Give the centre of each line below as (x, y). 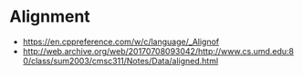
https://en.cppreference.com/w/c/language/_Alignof (121, 42)
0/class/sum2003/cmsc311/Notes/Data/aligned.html (120, 61)
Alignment (50, 17)
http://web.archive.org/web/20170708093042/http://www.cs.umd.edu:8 (158, 51)
